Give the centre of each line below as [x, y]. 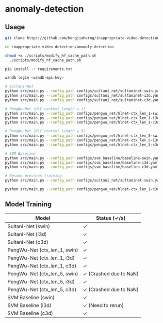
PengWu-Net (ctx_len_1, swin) [43, 250]
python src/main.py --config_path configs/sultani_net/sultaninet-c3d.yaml [83, 100]
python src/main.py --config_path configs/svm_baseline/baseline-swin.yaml [83, 158]
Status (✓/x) [111, 218]
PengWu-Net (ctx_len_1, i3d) [41, 258]
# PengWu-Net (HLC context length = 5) [45, 131]
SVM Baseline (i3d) [30, 305]
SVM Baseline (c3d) [30, 313]
